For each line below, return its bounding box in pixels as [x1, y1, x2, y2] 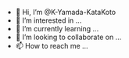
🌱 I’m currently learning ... [15, 24, 99, 33]
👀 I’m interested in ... [15, 16, 82, 25]
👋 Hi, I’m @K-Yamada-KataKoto [15, 8, 116, 16]
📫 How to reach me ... [15, 42, 88, 50]
